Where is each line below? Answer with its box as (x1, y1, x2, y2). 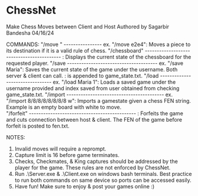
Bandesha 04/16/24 (6, 29, 54, 36)
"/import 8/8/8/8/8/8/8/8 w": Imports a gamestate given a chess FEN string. (6, 97, 191, 104)
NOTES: (6, 133, 25, 141)
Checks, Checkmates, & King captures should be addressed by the (14, 158, 178, 165)
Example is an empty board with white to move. (6, 103, 122, 110)
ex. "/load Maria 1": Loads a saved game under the (53, 78, 176, 86)
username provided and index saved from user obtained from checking (6, 84, 180, 92)
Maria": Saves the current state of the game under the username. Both (6, 66, 178, 73)
